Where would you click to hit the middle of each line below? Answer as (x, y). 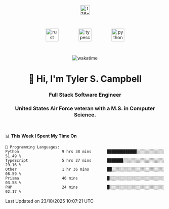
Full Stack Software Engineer (85, 95)
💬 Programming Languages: (32, 147)
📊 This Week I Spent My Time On (41, 136)
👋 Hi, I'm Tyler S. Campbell (85, 79)
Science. (85, 114)
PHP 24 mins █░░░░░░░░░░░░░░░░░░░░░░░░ (85, 187)
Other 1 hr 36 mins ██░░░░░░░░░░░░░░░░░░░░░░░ (85, 169)
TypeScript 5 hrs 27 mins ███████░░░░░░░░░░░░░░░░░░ (85, 160)
